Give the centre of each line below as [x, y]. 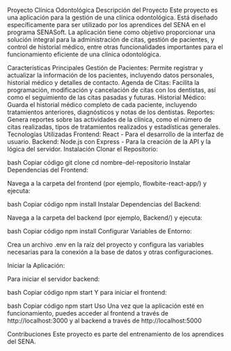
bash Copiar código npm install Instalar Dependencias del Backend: [104, 204]
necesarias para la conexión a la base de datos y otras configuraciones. [110, 252]
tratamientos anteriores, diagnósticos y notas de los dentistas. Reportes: [111, 112]
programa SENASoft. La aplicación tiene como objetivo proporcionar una [111, 32]
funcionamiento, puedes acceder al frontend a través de [88, 313]
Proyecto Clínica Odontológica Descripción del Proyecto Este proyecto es [112, 10]
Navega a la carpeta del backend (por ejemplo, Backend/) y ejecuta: [105, 218]
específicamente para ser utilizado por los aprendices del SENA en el [106, 25]
